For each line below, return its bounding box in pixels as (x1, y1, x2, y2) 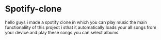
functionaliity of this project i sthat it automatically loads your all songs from (5, 24, 157, 30)
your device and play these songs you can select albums (5, 29, 119, 35)
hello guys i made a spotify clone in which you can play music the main (5, 19, 147, 25)
